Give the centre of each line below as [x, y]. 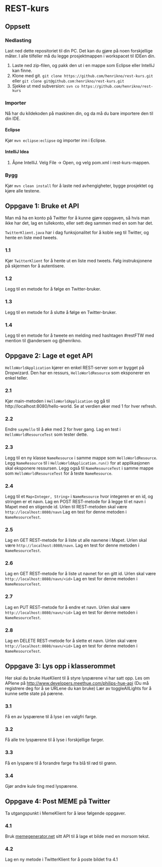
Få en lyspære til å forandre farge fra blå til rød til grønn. [61, 763]
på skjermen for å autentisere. [35, 266]
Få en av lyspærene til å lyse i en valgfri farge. [51, 717]
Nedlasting [18, 40]
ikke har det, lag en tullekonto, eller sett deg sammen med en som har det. [79, 223]
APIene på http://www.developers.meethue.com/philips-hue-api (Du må [77, 683]
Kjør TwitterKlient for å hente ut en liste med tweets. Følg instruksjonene [79, 260]
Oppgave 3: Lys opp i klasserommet [60, 666]
